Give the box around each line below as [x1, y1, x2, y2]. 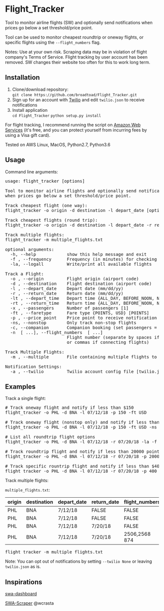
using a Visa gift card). [5, 132, 50, 138]
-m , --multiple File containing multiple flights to [10, 354, 157, 359]
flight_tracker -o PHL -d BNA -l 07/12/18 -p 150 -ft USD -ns [5, 424, 157, 430]
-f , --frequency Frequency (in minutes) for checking [10, 256, 157, 262]
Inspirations [5, 578, 42, 586]
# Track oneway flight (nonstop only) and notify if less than [5, 420, 160, 425]
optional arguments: [5, 247, 55, 252]
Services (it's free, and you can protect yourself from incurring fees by [5, 127, 147, 133]
